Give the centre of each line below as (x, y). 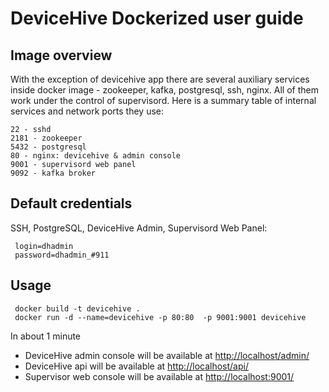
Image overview (61, 55)
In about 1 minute (46, 336)
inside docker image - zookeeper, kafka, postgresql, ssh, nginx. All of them (164, 90)
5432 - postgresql (48, 147)
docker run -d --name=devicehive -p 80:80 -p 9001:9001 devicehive (160, 317)
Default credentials (71, 203)
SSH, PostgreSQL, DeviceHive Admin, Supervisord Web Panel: (139, 228)
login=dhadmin (44, 246)
